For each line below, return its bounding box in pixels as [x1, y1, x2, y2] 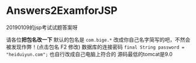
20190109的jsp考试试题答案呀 [6, 24, 78, 31]
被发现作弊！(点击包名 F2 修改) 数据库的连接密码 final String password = [6, 43, 185, 50]
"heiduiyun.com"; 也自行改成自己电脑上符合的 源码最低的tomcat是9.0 [6, 50, 173, 57]
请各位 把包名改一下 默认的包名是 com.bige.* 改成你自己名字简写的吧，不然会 [6, 36, 191, 43]
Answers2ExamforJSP [6, 4, 118, 17]
